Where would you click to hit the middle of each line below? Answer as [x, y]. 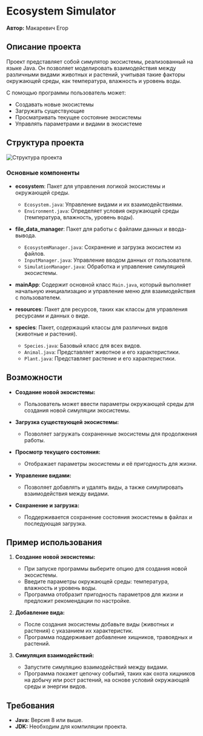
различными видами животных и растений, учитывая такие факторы [96, 75]
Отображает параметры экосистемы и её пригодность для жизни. [111, 463]
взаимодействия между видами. [66, 493]
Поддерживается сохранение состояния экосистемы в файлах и [108, 517]
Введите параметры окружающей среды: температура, [97, 582]
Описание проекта [44, 47]
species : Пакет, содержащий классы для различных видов [91, 327]
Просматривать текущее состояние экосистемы [78, 117]
